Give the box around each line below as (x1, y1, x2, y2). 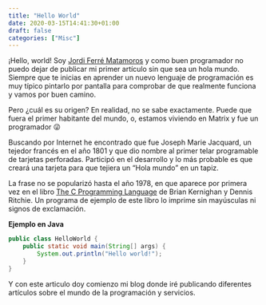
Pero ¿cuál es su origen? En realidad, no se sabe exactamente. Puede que (8, 105, 252, 115)
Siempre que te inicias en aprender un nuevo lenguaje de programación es (8, 73, 254, 82)
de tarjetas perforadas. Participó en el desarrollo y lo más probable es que (8, 155, 253, 164)
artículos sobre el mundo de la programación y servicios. (8, 287, 196, 297)
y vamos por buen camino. (8, 89, 97, 100)
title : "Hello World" (8, 11, 81, 20)
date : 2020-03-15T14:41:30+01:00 (8, 19, 120, 27)
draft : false (8, 26, 52, 34)
